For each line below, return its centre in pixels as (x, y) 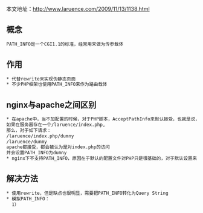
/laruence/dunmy (27, 142)
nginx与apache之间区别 (51, 105)
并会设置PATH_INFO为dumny (37, 153)
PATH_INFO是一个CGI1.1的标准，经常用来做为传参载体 (65, 44)
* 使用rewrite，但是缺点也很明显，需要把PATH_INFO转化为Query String (87, 193)
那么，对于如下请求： (29, 130)
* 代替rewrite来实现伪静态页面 (41, 79)
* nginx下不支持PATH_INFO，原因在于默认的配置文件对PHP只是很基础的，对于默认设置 (99, 159)
